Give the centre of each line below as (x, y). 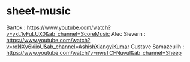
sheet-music (39, 11)
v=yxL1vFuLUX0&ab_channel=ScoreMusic (58, 33)
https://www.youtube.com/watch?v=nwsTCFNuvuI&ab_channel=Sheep (94, 52)
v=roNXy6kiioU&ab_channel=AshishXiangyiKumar (68, 46)
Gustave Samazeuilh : (158, 46)
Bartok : (16, 27)
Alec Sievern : (128, 33)
